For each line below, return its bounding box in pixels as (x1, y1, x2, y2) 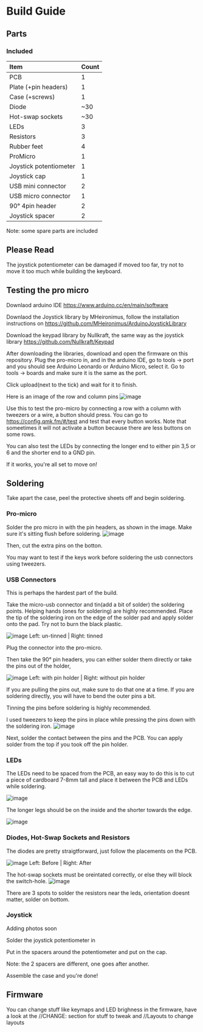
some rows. (6, 430, 36, 438)
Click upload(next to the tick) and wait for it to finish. (6, 381, 138, 388)
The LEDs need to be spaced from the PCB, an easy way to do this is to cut (6, 770, 194, 777)
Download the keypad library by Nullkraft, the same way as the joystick (6, 331, 184, 339)
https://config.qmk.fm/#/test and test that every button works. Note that (6, 418, 187, 425)
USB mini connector (9, 182, 67, 190)
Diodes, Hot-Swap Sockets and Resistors (6, 833, 130, 842)
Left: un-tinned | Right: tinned (29, 632, 103, 639)
